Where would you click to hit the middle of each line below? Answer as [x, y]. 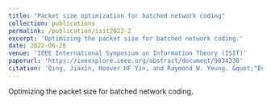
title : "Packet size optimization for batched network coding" [117, 16]
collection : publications [52, 23]
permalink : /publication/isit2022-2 [70, 31]
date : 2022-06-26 [38, 46]
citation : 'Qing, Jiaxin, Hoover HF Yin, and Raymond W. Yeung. [119, 69]
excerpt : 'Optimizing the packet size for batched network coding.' [126, 38]
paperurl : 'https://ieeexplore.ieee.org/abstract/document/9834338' [126, 61]
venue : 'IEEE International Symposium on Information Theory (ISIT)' [128, 53]
